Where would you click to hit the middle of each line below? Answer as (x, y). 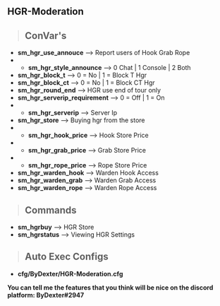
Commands (50, 210)
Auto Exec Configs (66, 257)
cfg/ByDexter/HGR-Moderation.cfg (70, 273)
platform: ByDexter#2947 (46, 295)
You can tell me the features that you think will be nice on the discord (110, 287)
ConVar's (45, 36)
